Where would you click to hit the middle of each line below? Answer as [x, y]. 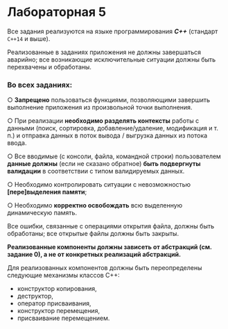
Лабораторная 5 [56, 12]
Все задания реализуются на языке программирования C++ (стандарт [113, 31]
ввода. [17, 143]
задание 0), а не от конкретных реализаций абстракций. [94, 255]
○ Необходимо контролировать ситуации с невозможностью [99, 185]
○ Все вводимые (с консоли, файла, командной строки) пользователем [114, 156]
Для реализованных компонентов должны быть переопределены [105, 268]
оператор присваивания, [54, 303]
